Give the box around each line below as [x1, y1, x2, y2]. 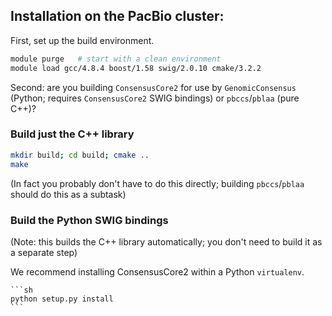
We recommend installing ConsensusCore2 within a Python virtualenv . [10, 265, 305, 278]
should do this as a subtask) [10, 188, 127, 200]
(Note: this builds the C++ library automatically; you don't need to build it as [10, 235, 323, 248]
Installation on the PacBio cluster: [10, 8, 225, 25]
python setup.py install [10, 294, 114, 304]
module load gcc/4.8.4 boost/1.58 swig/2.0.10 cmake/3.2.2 [10, 63, 262, 73]
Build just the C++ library [10, 127, 135, 141]
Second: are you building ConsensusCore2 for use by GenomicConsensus [10, 81, 297, 93]
